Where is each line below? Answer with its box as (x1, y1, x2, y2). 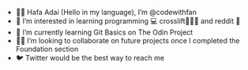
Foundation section (15, 44, 79, 53)
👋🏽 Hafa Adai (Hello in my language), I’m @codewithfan (15, 8, 197, 17)
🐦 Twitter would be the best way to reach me (15, 53, 164, 62)
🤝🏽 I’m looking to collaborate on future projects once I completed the (15, 36, 240, 45)
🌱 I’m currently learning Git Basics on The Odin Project (15, 28, 194, 37)
